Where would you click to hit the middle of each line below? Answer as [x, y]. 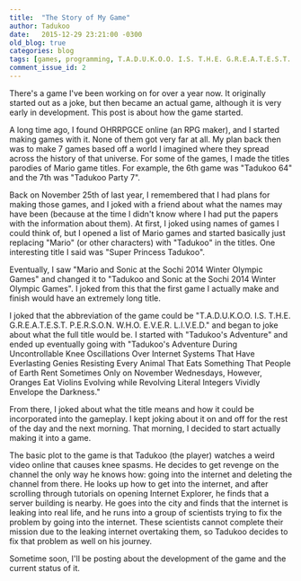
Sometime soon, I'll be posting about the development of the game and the [148, 559]
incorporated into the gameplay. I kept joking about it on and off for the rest [149, 418]
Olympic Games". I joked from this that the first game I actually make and [144, 288]
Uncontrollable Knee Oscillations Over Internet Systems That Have [132, 353]
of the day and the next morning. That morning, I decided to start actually [145, 428]
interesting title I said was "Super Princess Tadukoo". [107, 251]
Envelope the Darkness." [55, 392]
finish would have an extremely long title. [85, 298]
